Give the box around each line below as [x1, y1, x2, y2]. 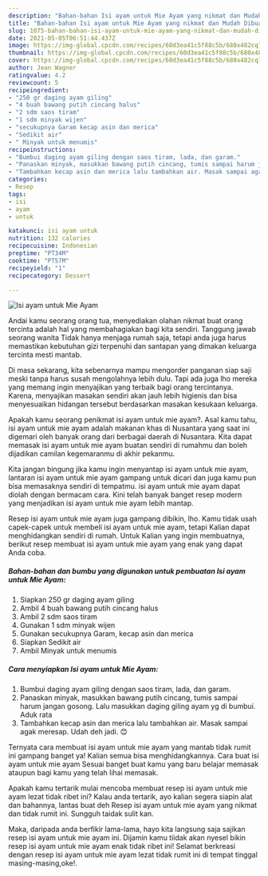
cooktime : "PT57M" [8, 257, 69, 265]
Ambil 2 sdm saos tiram [19, 612, 97, 622]
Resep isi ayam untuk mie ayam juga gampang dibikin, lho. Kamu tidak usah [8, 514, 257, 524]
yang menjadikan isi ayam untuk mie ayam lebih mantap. [8, 498, 194, 508]
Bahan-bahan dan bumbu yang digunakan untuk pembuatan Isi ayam [8, 566, 246, 576]
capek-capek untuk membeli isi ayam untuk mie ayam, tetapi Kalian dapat [8, 522, 250, 532]
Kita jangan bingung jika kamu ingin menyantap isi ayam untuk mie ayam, [8, 465, 249, 474]
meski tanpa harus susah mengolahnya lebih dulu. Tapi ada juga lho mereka [8, 374, 258, 384]
